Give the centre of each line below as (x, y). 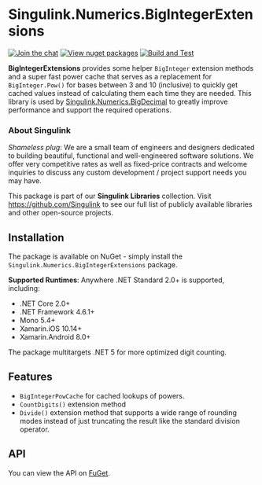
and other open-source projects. (61, 213)
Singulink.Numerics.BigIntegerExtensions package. (93, 265)
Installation (36, 237)
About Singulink (40, 130)
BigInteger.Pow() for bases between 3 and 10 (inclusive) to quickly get (123, 85)
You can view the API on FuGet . (59, 472)
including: (24, 288)
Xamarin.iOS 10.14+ (51, 329)
